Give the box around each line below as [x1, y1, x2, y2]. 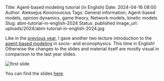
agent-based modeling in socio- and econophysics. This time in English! [5, 40, 155, 46]
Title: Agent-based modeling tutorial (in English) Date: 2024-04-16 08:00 [5, 4, 157, 10]
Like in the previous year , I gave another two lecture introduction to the [5, 35, 152, 41]
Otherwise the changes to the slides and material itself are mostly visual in [5, 46, 159, 51]
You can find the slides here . [5, 70, 64, 76]
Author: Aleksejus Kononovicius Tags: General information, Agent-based [5, 9, 155, 15]
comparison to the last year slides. [5, 51, 77, 57]
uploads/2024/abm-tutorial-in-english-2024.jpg [5, 25, 105, 31]
